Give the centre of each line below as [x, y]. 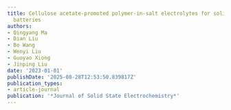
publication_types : [35, 83]
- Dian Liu [23, 39]
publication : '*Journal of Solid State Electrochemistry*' [93, 96]
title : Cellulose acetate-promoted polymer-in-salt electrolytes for [109, 13]
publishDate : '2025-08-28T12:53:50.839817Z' [72, 77]
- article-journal [33, 90]
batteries [27, 20]
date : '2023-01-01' [35, 70]
